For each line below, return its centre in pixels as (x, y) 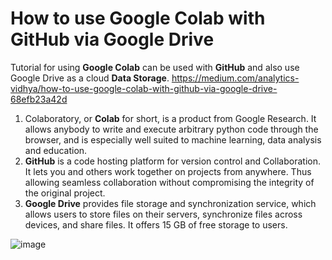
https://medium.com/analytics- (235, 78)
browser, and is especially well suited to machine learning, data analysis (173, 139)
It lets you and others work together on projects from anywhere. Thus (168, 171)
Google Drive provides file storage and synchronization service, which (170, 203)
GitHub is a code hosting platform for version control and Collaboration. (172, 161)
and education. (56, 150)
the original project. (65, 193)
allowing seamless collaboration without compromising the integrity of (169, 182)
